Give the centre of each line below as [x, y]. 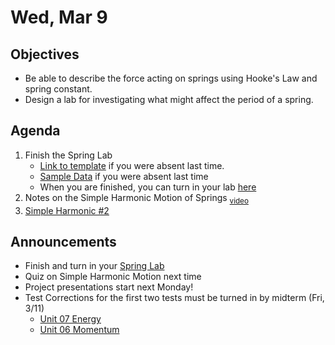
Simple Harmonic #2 [67, 210]
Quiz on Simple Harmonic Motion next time [113, 277]
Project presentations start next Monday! [109, 287]
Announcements [63, 242]
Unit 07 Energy [70, 319]
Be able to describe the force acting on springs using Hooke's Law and [171, 78]
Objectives [45, 54]
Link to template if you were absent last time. [132, 165]
